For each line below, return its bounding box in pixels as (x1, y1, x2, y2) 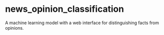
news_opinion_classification (5, 3, 124, 15)
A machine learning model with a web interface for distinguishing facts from (5, 20, 159, 26)
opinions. (5, 25, 24, 31)
